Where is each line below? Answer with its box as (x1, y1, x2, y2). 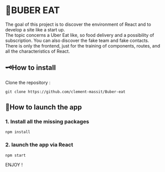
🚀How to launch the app (5, 103, 82, 112)
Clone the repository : (5, 79, 51, 85)
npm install (5, 130, 30, 135)
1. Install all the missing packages (5, 118, 90, 125)
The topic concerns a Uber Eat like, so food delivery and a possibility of (5, 32, 154, 38)
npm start (5, 153, 26, 158)
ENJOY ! (5, 161, 23, 167)
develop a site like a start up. (5, 26, 65, 32)
